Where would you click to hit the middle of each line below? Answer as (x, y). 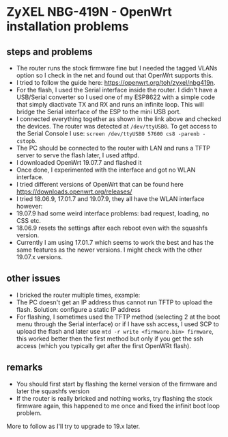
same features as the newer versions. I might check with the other (109, 250)
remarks (25, 368)
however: (29, 206)
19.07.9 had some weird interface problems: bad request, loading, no (113, 213)
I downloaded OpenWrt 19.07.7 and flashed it (79, 162)
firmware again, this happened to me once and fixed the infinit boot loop (118, 406)
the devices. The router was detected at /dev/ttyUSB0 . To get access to (117, 126)
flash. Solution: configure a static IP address (78, 309)
